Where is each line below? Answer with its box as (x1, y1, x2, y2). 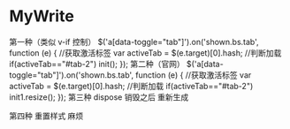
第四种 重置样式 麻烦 (9, 110, 84, 121)
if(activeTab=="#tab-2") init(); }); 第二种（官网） (9, 58, 185, 69)
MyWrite (9, 6, 75, 27)
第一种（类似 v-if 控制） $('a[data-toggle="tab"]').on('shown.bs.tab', (9, 36, 259, 47)
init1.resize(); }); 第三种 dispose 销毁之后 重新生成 (9, 91, 189, 102)
